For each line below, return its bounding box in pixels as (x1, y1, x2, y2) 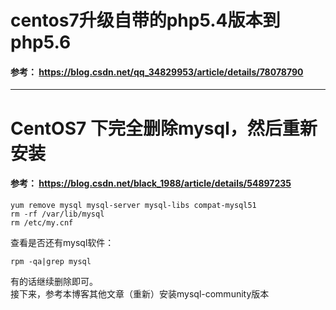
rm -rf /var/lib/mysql (10, 209, 105, 219)
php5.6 (10, 31, 72, 54)
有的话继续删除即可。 (10, 275, 98, 287)
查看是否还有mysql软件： (10, 236, 115, 248)
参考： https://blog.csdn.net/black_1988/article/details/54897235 (10, 177, 292, 190)
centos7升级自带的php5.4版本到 (10, 9, 281, 32)
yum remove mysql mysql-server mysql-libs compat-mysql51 (10, 200, 257, 210)
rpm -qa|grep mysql (10, 256, 92, 266)
